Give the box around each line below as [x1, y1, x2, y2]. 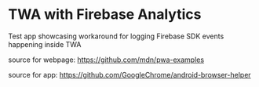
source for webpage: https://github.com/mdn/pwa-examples [8, 55, 205, 64]
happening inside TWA [8, 39, 82, 49]
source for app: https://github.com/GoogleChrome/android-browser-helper [8, 70, 251, 79]
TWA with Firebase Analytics [8, 5, 202, 24]
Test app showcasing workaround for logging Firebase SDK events [8, 31, 224, 41]
